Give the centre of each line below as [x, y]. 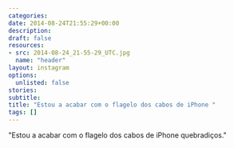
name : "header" [41, 61]
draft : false [30, 38]
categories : [28, 16]
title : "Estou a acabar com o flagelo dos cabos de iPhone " [112, 105]
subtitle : [25, 98]
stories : [23, 90]
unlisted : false [42, 82]
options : [23, 75]
